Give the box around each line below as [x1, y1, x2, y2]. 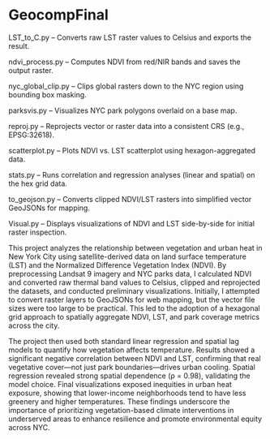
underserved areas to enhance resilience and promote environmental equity [8, 414, 262, 424]
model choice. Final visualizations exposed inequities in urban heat [8, 379, 233, 389]
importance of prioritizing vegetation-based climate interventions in [8, 405, 234, 415]
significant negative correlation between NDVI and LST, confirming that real [8, 353, 261, 363]
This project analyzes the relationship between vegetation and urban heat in [8, 243, 263, 252]
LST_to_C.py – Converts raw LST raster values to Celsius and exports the [8, 32, 251, 42]
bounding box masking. [8, 89, 87, 99]
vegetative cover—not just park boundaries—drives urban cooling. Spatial [8, 362, 255, 372]
